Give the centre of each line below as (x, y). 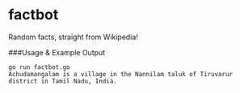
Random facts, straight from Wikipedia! (74, 37)
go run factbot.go (39, 67)
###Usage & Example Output (57, 52)
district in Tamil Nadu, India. (63, 81)
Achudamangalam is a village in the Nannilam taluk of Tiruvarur (120, 74)
